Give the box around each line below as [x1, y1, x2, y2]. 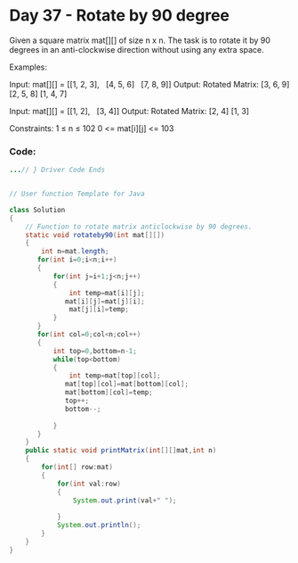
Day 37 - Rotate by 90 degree [9, 5, 230, 26]
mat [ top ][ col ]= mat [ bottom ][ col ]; [65, 380, 189, 389]
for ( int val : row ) [56, 479, 122, 488]
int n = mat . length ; [41, 247, 109, 256]
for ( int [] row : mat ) [41, 463, 114, 472]
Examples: [9, 62, 47, 72]
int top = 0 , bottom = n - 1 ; [52, 346, 138, 355]
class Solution [9, 205, 66, 214]
